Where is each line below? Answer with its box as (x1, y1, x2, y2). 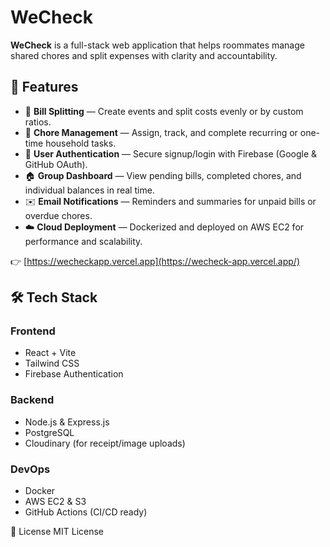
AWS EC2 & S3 (24, 496, 87, 508)
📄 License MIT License (10, 526, 105, 538)
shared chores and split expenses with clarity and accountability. (10, 49, 278, 61)
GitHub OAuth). (24, 158, 88, 170)
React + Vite (24, 347, 77, 359)
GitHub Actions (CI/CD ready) (24, 506, 148, 518)
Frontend (10, 324, 56, 338)
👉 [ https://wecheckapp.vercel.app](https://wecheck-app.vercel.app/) (10, 255, 301, 267)
